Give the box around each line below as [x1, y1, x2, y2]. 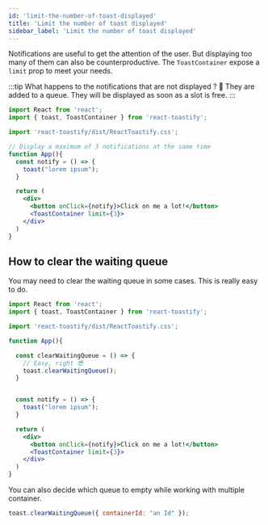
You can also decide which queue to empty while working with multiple [8, 485, 245, 495]
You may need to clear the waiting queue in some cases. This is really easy [8, 276, 258, 286]
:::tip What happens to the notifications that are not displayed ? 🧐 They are [8, 82, 255, 91]
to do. [8, 284, 28, 295]
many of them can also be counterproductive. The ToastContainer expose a [8, 57, 260, 67]
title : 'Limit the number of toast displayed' [8, 19, 168, 27]
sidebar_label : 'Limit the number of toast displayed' [8, 27, 197, 35]
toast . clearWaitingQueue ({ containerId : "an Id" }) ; [8, 510, 190, 518]
